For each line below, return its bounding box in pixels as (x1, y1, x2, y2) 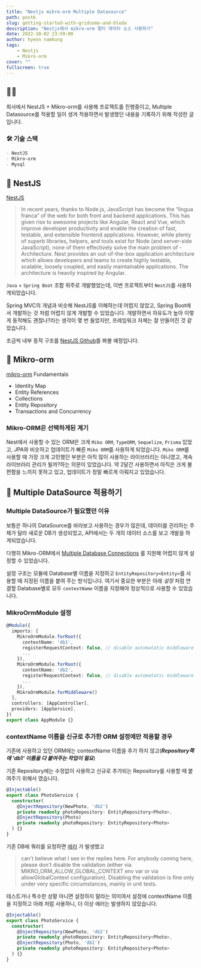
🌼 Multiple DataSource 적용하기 (6, 487, 123, 497)
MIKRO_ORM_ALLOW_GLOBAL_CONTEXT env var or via (20, 867, 159, 875)
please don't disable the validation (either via (20, 861, 132, 868)
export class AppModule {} (6, 717, 74, 723)
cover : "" (6, 59, 31, 65)
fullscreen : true (6, 64, 50, 71)
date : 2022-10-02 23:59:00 (6, 31, 74, 37)
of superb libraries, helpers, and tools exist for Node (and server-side (20, 237, 193, 244)
